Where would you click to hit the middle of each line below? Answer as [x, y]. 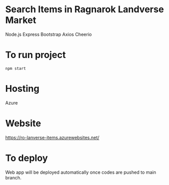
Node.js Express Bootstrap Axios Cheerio [49, 34]
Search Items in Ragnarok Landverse [85, 9]
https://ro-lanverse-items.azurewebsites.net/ [52, 137]
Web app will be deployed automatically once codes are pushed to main [81, 172]
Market [21, 20]
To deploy [27, 158]
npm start [16, 68]
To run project [36, 55]
